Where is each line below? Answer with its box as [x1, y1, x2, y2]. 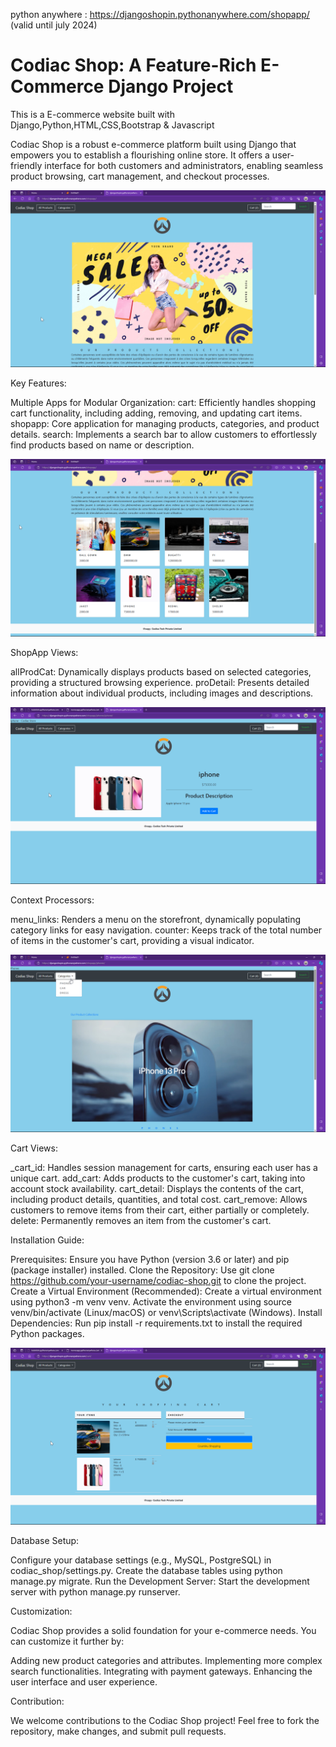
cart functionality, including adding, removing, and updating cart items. [10, 407, 303, 419]
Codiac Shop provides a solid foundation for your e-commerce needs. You [10, 1625, 317, 1637]
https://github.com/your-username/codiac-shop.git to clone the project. [10, 1274, 307, 1286]
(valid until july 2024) [10, 19, 98, 31]
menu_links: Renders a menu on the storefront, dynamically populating [10, 914, 302, 926]
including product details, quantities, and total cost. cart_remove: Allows [10, 1193, 308, 1205]
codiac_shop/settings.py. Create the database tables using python [10, 1565, 283, 1577]
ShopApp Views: [10, 646, 79, 658]
